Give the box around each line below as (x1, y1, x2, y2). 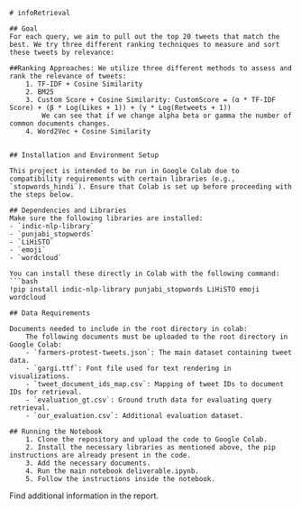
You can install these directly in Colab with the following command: (9, 269, 280, 278)
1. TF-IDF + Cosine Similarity (25, 79, 143, 88)
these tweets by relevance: (9, 48, 115, 57)
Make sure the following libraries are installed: (9, 214, 204, 223)
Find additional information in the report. (9, 490, 160, 501)
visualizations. (9, 372, 70, 381)
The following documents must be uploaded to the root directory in (25, 332, 288, 341)
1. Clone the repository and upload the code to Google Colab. (25, 435, 269, 444)
